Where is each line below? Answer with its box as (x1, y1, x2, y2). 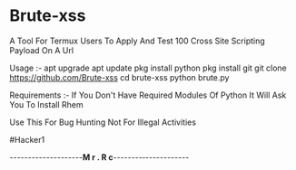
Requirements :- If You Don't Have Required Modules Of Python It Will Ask (9, 90, 287, 100)
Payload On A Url (9, 44, 74, 55)
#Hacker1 (9, 134, 45, 145)
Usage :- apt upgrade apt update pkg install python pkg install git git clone (9, 62, 288, 73)
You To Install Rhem (9, 99, 84, 109)
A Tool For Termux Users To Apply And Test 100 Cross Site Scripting (9, 35, 265, 46)
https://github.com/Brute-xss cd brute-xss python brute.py (9, 71, 230, 82)
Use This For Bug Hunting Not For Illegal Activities (9, 117, 197, 127)
